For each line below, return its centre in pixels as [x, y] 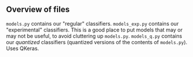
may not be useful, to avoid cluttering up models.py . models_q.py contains [94, 36]
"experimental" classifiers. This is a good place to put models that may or [94, 30]
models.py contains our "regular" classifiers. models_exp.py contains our [92, 23]
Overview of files [38, 10]
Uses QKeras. [23, 48]
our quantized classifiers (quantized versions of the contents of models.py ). [97, 42]
